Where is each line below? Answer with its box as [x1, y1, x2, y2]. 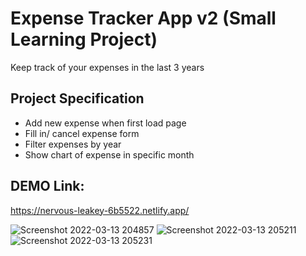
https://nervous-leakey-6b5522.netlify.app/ [10, 204, 190, 216]
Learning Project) [10, 28, 158, 51]
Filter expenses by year [24, 138, 122, 150]
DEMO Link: [10, 178, 85, 195]
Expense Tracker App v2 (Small [10, 7, 277, 30]
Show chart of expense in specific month [24, 148, 195, 161]
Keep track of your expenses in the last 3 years [10, 61, 205, 73]
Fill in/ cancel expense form [24, 127, 140, 139]
